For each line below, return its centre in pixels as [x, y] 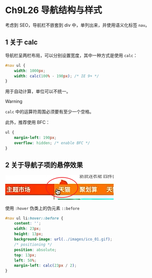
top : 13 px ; [25, 255]
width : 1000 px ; [30, 70]
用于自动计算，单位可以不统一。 [38, 91]
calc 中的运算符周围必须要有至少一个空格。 [50, 112]
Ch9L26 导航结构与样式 [54, 10]
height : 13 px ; [29, 234]
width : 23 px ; [28, 229]
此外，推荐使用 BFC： [28, 122]
